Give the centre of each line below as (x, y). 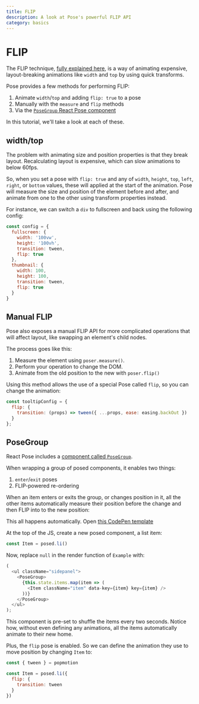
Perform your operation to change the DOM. (69, 367)
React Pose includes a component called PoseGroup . (70, 456)
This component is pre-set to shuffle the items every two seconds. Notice (96, 621)
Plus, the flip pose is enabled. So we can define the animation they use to (97, 646)
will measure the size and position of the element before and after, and (93, 192)
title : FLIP (21, 12)
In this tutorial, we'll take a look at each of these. (65, 122)
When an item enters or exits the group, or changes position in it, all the (94, 497)
